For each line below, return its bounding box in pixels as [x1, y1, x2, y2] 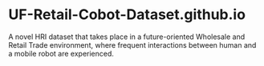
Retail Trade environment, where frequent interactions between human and [8, 40, 257, 49]
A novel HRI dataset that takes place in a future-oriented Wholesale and [8, 32, 246, 41]
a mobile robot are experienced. [8, 49, 115, 58]
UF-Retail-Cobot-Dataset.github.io [8, 6, 246, 24]
